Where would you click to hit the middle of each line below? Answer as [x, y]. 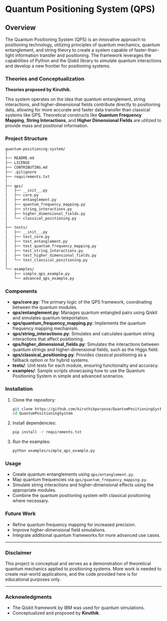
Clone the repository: [34, 400]
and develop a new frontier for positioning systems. [58, 66]
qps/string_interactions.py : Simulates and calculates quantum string [83, 334]
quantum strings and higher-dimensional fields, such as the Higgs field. [85, 350]
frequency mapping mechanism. [45, 328]
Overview [21, 28]
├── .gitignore [21, 172]
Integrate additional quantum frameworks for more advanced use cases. [86, 535]
